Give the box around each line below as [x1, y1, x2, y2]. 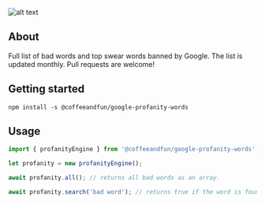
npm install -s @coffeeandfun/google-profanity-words [8, 103, 189, 111]
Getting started [8, 83, 85, 96]
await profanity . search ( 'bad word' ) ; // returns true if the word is [8, 188, 242, 196]
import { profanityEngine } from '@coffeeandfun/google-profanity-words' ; [8, 146, 259, 154]
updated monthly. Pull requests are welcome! [8, 59, 155, 69]
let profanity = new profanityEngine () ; [8, 160, 144, 168]
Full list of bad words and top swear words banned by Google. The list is [8, 51, 243, 61]
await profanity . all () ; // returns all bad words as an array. [8, 174, 221, 182]
